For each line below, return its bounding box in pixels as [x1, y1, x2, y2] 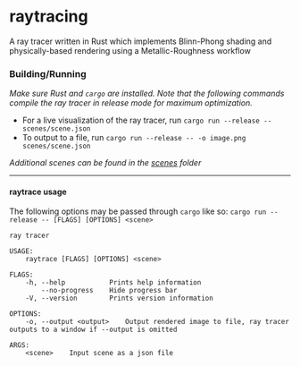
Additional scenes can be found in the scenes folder [9, 157, 202, 168]
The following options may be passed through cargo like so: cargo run [9, 206, 267, 217]
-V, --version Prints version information [25, 294, 214, 303]
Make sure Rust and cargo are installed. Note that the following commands [9, 88, 285, 99]
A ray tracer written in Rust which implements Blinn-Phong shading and [9, 36, 272, 47]
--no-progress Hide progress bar [41, 286, 178, 295]
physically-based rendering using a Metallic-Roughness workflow [9, 45, 252, 55]
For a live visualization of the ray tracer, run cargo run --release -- [21, 115, 272, 126]
